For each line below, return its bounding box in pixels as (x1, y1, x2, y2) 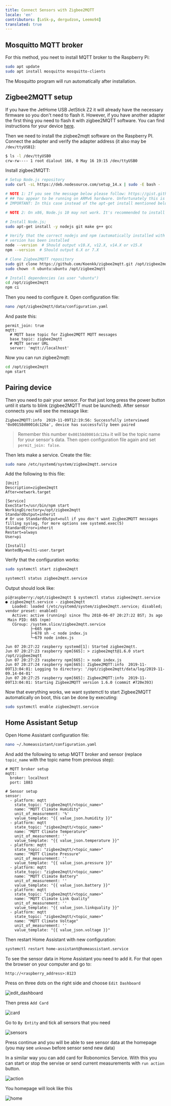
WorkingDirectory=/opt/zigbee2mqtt (5, 508, 81, 513)
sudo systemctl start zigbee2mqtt (5, 567, 79, 572)
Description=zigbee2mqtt (5, 485, 58, 491)
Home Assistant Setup (5, 719, 78, 727)
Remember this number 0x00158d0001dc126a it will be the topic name (17, 431, 160, 437)
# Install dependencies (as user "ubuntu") (5, 275, 99, 281)
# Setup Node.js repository (5, 177, 65, 182)
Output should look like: (5, 585, 55, 591)
